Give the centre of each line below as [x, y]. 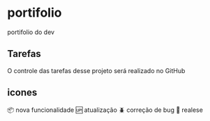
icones [22, 93]
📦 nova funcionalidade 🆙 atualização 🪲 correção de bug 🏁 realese [105, 110]
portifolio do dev [31, 32]
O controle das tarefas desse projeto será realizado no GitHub [96, 70]
